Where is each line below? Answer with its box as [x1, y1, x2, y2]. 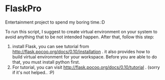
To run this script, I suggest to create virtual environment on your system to [5, 28, 158, 34]
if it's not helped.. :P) [12, 69, 55, 75]
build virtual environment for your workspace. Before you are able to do [12, 53, 157, 59]
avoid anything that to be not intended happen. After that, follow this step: [5, 34, 155, 40]
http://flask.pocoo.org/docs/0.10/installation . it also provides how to [12, 49, 150, 54]
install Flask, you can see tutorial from [12, 43, 89, 49]
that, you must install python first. [12, 59, 80, 65]
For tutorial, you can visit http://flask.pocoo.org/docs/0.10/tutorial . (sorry [12, 64, 160, 70]
